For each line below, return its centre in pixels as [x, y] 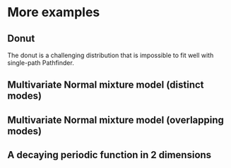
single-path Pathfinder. [41, 63]
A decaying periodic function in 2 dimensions [109, 155]
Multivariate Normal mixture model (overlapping [116, 120]
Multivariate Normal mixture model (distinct [106, 85]
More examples [54, 12]
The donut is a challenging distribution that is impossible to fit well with [111, 55]
